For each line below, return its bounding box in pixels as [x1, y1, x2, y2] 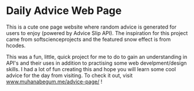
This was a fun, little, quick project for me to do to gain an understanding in [6, 53, 188, 60]
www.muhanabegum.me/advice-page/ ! [6, 78, 103, 85]
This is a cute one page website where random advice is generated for [6, 23, 177, 30]
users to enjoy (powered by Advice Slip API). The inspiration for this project [6, 29, 188, 36]
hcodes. [6, 42, 26, 49]
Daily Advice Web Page [6, 4, 122, 17]
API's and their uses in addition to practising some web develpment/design [6, 60, 187, 66]
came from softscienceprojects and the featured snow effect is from [6, 36, 171, 43]
